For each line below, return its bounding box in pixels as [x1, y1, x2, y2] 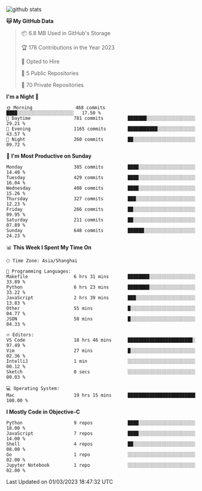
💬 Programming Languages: [6, 268, 71, 275]
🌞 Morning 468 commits [6, 105, 106, 111]
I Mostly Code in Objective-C [6, 408, 80, 415]
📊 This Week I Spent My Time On [6, 244, 92, 251]
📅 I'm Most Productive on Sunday [6, 152, 92, 160]
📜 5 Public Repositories [21, 70, 79, 77]
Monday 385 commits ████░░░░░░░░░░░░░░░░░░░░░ [6, 164, 196, 170]
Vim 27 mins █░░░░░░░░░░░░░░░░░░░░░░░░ [6, 348, 196, 354]
